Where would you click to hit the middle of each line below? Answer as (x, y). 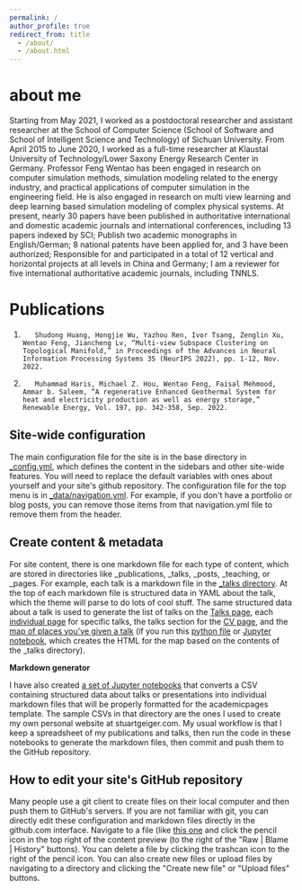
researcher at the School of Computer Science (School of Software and (142, 130)
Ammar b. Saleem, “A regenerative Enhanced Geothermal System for (149, 392)
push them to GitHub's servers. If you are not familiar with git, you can (139, 811)
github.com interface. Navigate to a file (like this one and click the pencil (143, 830)
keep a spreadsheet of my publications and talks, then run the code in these (150, 733)
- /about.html (44, 51)
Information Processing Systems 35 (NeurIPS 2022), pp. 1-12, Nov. (151, 359)
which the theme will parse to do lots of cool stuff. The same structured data (151, 602)
